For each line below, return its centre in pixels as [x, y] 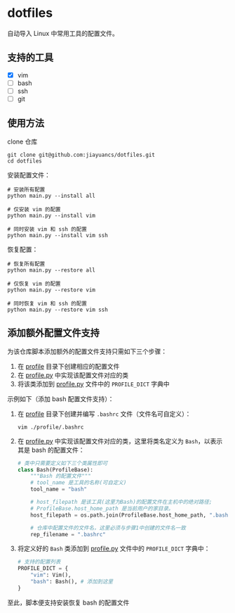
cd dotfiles [25, 161]
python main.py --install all [52, 196]
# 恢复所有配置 [26, 264]
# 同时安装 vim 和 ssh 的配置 [47, 229]
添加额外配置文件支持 [53, 333]
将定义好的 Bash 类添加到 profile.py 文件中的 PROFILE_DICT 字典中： [114, 549]
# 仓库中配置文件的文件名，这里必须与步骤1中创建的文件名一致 [108, 528]
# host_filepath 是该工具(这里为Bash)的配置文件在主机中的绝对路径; [121, 502]
